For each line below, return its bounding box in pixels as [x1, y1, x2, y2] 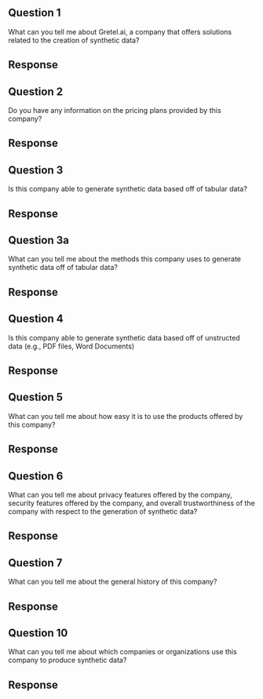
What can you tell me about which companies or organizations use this [8, 647, 237, 657]
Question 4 [8, 312, 64, 326]
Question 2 [8, 85, 64, 98]
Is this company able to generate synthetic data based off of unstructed [8, 333, 241, 342]
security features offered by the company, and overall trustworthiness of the [8, 498, 255, 508]
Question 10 [8, 627, 68, 640]
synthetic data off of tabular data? [8, 263, 118, 272]
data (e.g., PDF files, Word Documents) [8, 341, 135, 351]
